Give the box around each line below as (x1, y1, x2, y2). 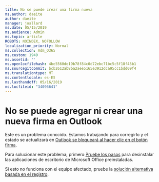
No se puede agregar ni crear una (5, 105, 143, 116)
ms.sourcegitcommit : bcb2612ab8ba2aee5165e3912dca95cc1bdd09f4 (5, 66, 137, 71)
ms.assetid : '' (5, 57, 36, 62)
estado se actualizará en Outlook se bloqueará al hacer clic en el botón (5, 137, 148, 143)
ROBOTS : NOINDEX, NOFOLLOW (5, 39, 60, 44)
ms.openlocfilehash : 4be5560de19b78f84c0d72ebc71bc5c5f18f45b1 (5, 61, 137, 66)
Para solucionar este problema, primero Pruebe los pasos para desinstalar (5, 152, 154, 158)
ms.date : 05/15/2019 (5, 25, 47, 30)
